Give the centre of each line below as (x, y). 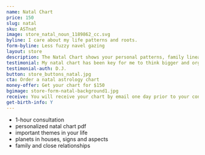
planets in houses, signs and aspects (62, 139)
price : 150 (20, 18)
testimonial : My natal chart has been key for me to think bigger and (98, 63)
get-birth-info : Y (30, 102)
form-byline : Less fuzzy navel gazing (56, 46)
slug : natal (21, 23)
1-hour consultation (40, 120)
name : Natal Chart (30, 12)
